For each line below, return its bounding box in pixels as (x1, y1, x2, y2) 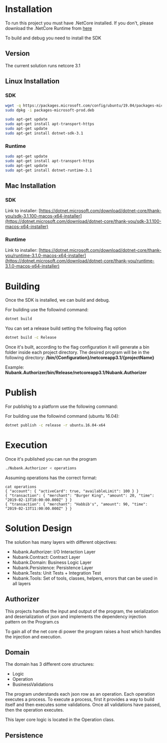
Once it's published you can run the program (5, 456, 97, 462)
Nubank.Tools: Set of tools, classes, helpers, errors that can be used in (12, 575, 158, 581)
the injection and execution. (5, 633, 62, 639)
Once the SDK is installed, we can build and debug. (5, 297, 110, 303)
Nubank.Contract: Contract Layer (12, 554, 81, 560)
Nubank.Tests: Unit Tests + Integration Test (12, 570, 101, 576)
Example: (5, 365, 24, 371)
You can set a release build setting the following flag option (5, 325, 127, 332)
